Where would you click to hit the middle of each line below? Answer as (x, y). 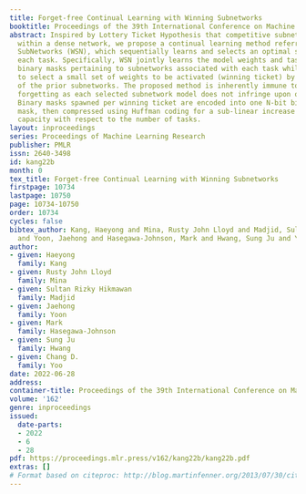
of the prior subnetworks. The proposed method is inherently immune (152, 86)
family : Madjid (46, 297)
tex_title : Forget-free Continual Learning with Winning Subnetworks (144, 179)
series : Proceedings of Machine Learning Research (107, 137)
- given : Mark (36, 323)
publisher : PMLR (40, 145)
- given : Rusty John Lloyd (61, 273)
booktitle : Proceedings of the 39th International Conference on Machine (153, 26)
